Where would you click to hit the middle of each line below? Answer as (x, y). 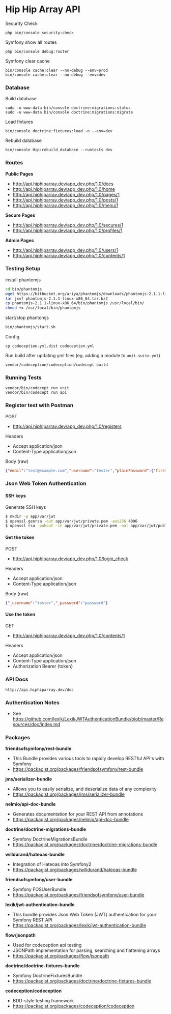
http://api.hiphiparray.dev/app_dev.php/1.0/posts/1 (65, 200)
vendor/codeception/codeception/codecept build (57, 365)
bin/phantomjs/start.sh (31, 327)
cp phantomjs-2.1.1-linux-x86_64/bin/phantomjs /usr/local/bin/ (75, 303)
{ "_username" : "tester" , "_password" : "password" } (57, 603)
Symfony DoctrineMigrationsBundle (50, 839)
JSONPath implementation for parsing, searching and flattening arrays (86, 950)
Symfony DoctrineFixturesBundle (47, 976)
